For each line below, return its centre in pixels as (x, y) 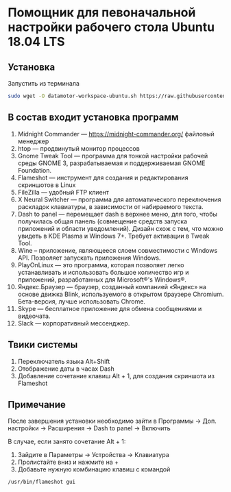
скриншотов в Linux (47, 185)
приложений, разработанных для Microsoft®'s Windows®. (102, 280)
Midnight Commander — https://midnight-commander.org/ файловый (116, 134)
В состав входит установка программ (93, 118)
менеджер (33, 141)
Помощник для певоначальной (102, 13)
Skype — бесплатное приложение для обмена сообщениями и (110, 308)
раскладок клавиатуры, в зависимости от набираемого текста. (111, 206)
